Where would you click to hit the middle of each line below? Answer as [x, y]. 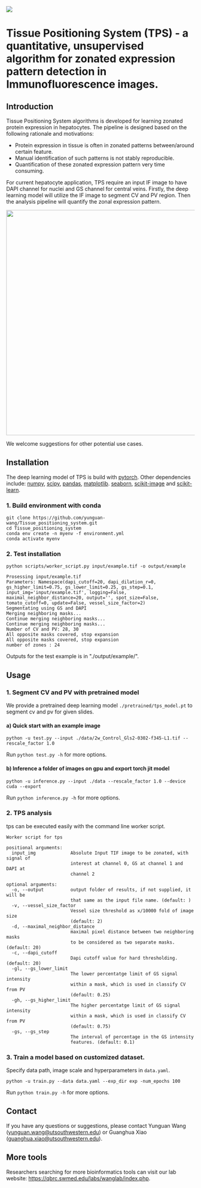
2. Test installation [33, 554]
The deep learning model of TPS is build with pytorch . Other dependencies [99, 477]
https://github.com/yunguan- [69, 518]
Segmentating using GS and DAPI [46, 608]
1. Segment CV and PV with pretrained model [73, 692]
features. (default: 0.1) [103, 1042]
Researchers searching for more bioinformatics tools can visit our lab [91, 1172]
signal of [19, 858]
